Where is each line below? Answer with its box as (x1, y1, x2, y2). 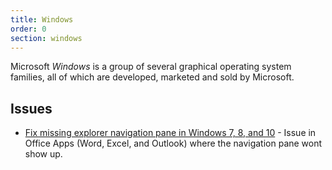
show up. (24, 148, 63, 160)
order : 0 (10, 24, 47, 34)
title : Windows (10, 14, 74, 25)
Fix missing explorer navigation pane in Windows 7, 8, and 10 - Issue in (24, 127, 317, 139)
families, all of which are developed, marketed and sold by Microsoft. (10, 71, 295, 83)
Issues (10, 100, 53, 117)
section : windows (10, 33, 83, 43)
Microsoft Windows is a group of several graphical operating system (10, 61, 292, 73)
